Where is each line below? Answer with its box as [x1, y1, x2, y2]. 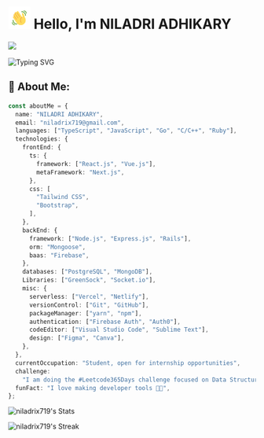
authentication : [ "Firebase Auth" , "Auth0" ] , [28, 318, 181, 326]
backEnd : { [22, 226, 58, 234]
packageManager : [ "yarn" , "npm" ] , [28, 309, 143, 317]
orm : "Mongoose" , [28, 243, 86, 251]
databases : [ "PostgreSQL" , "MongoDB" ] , [22, 268, 153, 276]
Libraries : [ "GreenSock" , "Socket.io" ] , [22, 276, 156, 285]
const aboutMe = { [8, 101, 68, 110]
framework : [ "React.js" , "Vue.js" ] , [36, 160, 156, 167]
